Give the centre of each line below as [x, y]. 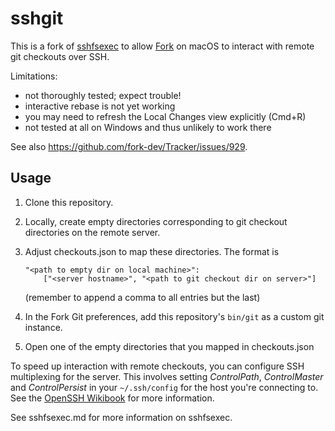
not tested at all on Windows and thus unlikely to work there [148, 127]
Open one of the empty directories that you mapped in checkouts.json [169, 346]
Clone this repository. [69, 202]
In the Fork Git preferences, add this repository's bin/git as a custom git [174, 316]
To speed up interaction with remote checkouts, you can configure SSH [157, 366]
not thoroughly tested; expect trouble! [103, 95]
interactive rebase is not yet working [100, 106]
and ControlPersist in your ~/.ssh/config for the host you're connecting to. [164, 387]
